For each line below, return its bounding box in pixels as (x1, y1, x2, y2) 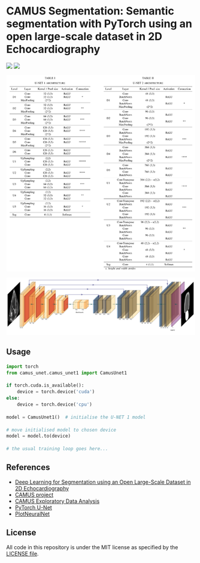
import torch (6, 363, 39, 370)
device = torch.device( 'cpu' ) (17, 402, 93, 408)
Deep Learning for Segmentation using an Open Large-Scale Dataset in (14, 478, 191, 486)
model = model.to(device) (6, 433, 71, 439)
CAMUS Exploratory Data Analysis (14, 497, 100, 505)
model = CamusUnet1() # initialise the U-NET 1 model (6, 414, 146, 420)
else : (6, 395, 20, 402)
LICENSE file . (6, 550, 39, 557)
